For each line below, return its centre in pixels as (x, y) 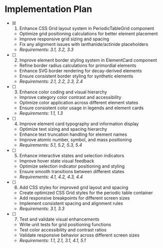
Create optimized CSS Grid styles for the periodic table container (86, 193)
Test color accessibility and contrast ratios (63, 230)
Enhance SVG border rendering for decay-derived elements (81, 70)
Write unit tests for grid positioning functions (65, 224)
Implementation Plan (49, 9)
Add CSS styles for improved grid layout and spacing (74, 187)
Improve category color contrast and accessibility (70, 97)
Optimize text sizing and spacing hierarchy (63, 129)
